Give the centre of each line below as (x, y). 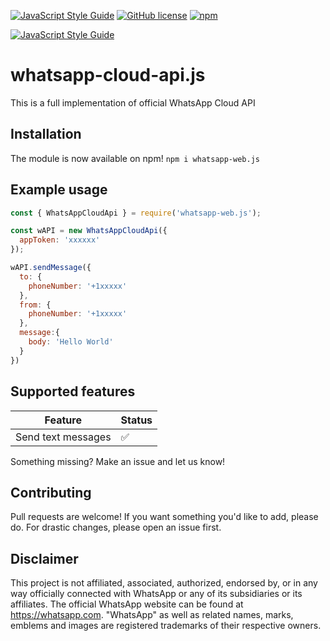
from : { (35, 305)
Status (136, 420)
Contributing (51, 492)
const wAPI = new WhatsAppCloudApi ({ (89, 231)
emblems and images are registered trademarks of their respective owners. (166, 626)
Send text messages (63, 437)
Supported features (73, 391)
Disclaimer (44, 558)
